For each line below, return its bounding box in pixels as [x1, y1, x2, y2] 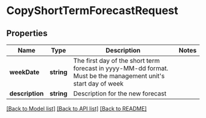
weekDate [9, 68, 40, 76]
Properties [6, 28, 48, 39]
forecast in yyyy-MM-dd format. [73, 64, 169, 72]
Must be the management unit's [73, 72, 165, 80]
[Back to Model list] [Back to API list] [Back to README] [6, 105, 147, 112]
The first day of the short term [73, 56, 160, 65]
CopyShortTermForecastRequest [6, 4, 179, 18]
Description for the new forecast [73, 89, 167, 98]
